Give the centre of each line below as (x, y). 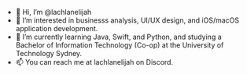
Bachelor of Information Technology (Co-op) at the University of (120, 45)
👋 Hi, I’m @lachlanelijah (53, 12)
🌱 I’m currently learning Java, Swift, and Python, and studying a (118, 37)
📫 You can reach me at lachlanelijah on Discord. (94, 62)
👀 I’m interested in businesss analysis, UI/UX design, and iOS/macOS (127, 20)
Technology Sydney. (49, 53)
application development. (57, 28)
